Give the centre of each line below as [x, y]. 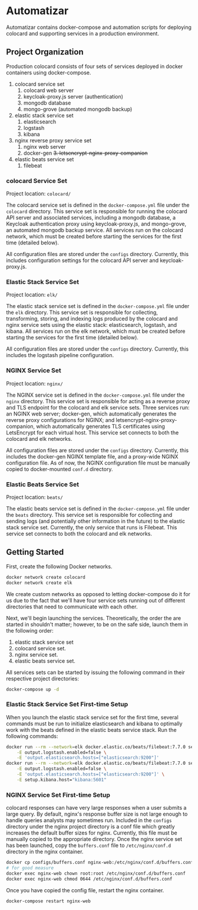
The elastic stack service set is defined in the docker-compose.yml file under [98, 306]
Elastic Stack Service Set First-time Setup [67, 705]
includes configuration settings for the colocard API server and [82, 260]
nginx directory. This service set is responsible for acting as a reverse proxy [98, 401]
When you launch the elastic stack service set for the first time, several [92, 717]
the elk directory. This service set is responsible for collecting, [82, 312]
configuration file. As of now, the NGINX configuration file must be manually [98, 463]
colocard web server [49, 90]
